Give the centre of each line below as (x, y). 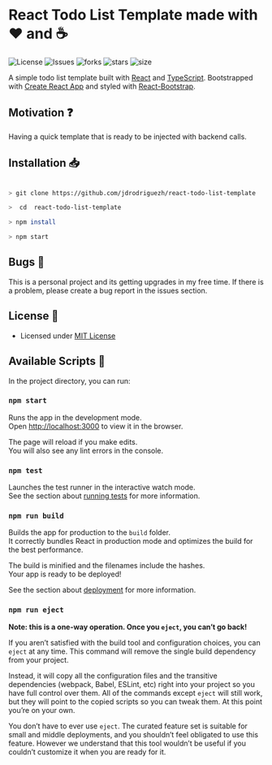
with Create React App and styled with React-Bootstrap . (102, 86)
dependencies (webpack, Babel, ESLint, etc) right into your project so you (132, 684)
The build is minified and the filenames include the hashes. (107, 566)
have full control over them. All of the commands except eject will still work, (136, 693)
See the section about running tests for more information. (104, 496)
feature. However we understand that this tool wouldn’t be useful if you (127, 743)
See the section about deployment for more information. (102, 590)
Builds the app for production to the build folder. (90, 532)
